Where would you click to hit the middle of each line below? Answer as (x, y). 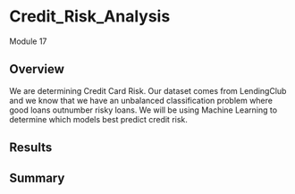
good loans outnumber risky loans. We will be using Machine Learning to (143, 110)
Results (31, 148)
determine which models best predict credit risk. (98, 119)
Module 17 (28, 41)
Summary (37, 177)
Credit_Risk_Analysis (90, 17)
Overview (37, 69)
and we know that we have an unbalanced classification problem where (141, 100)
